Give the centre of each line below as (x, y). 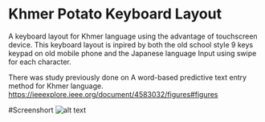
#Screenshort (31, 110)
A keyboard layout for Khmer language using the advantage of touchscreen (133, 36)
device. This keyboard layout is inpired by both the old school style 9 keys (131, 44)
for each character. (40, 62)
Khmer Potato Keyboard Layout (115, 14)
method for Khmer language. (56, 86)
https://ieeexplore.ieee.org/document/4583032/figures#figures (113, 94)
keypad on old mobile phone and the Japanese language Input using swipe (132, 53)
